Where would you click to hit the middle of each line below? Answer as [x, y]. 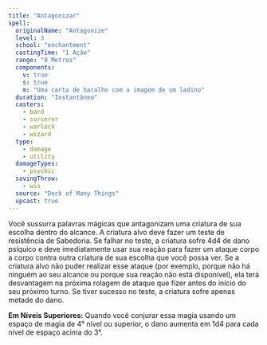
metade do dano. [36, 300]
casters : [30, 104]
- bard [33, 112]
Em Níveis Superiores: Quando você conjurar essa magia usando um [122, 315]
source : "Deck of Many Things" [67, 193]
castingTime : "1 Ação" [53, 53]
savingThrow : [37, 179]
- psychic [39, 171]
